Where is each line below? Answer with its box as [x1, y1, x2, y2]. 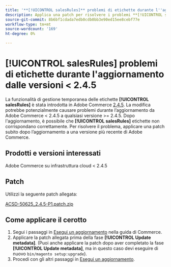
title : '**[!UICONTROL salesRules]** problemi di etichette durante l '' [5, 7, 163, 13]
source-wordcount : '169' [5, 27, 58, 32]
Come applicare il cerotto [5, 215, 87, 224]
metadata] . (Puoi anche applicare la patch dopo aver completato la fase [12, 240, 164, 246]
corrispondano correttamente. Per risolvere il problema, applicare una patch [5, 123, 165, 129]
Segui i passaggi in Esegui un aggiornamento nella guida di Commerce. [12, 229, 162, 235]
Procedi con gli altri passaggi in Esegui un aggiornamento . [12, 256, 135, 262]
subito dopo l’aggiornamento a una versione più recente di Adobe [5, 129, 142, 135]
